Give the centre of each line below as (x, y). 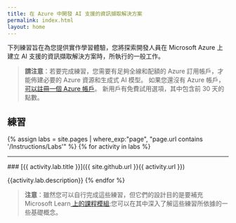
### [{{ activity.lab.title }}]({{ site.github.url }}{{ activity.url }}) (96, 167)
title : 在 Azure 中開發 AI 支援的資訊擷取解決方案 (75, 14)
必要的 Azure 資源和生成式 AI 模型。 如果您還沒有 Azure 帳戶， (134, 80)
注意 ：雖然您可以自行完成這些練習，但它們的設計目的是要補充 (114, 195)
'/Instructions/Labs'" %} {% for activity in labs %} (79, 147)
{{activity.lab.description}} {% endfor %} (66, 180)
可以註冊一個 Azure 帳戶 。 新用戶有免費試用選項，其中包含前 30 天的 (124, 89)
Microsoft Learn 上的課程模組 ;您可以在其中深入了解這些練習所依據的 (123, 203)
